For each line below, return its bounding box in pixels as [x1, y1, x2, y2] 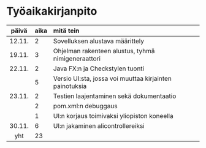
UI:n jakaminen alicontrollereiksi [53, 121, 145, 130]
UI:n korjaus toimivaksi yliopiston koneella [53, 111, 174, 120]
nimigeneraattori [53, 54, 101, 62]
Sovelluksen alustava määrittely [53, 37, 145, 45]
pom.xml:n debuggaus [53, 102, 118, 110]
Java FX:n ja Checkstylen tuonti [53, 64, 145, 73]
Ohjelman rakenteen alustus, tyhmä [53, 46, 155, 55]
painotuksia [53, 81, 87, 90]
